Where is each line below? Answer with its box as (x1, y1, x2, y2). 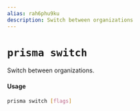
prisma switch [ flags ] (7, 97, 72, 104)
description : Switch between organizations (7, 17, 134, 23)
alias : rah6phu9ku (7, 10, 60, 17)
